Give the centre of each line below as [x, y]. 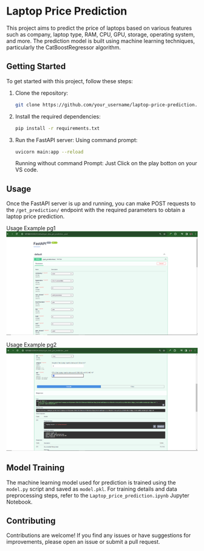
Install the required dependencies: [58, 116]
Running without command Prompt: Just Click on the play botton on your [106, 163]
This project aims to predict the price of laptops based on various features [99, 28]
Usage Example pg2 [32, 344]
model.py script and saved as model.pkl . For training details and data [92, 489]
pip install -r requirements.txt [57, 128]
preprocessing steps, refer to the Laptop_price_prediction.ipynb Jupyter [98, 495]
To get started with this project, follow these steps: [70, 81]
